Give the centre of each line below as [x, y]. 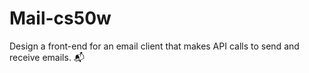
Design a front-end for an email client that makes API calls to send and [154, 46]
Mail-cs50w [60, 18]
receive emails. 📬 [47, 57]
